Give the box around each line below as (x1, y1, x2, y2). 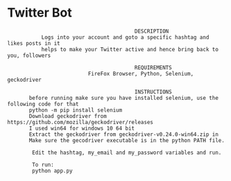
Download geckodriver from (28, 112, 108, 119)
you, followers (7, 52, 51, 59)
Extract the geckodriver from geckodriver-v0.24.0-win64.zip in (28, 130, 219, 138)
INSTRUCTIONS (134, 88, 172, 95)
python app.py (32, 167, 73, 174)
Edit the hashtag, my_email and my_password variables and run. (32, 149, 222, 156)
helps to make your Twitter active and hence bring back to (41, 46, 219, 53)
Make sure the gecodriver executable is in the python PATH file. (28, 137, 225, 144)
